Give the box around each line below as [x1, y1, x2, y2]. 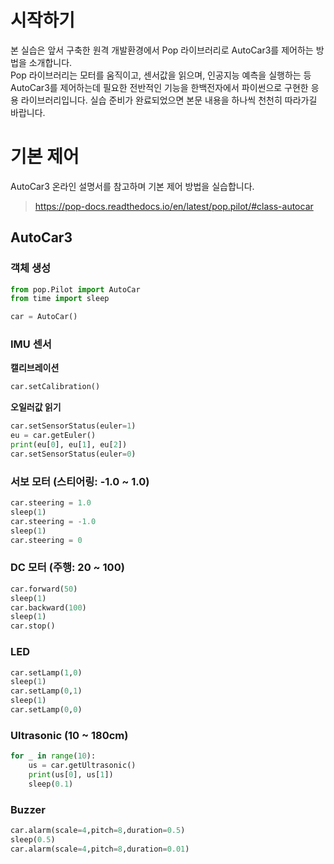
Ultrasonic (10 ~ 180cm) [10, 728, 129, 742]
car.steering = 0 [10, 535, 83, 545]
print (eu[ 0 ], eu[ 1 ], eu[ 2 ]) [10, 440, 128, 450]
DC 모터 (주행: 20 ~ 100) [10, 561, 125, 575]
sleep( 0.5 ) [10, 834, 56, 845]
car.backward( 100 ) [10, 602, 87, 613]
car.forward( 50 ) [10, 584, 78, 594]
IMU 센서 [10, 337, 52, 351]
